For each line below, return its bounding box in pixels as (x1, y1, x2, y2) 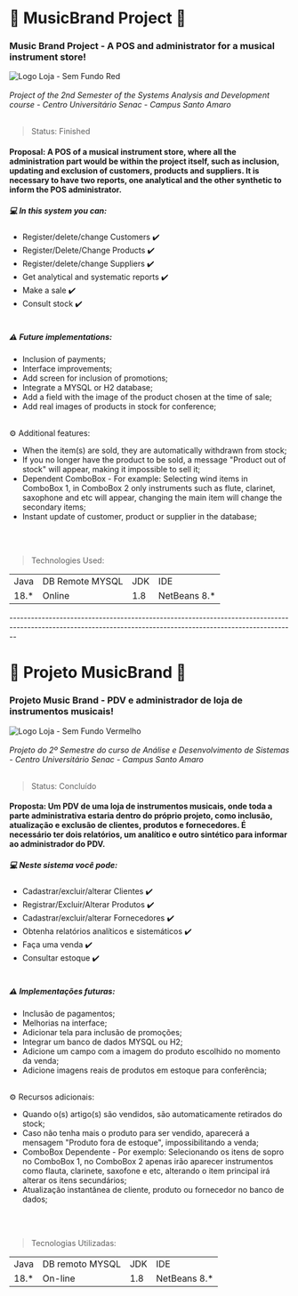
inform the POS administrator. (9, 184, 122, 195)
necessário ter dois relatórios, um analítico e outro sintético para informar (9, 829, 287, 840)
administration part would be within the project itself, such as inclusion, (9, 156, 280, 167)
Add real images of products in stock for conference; (21, 401, 217, 412)
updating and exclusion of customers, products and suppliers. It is (9, 165, 260, 176)
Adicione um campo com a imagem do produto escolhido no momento (21, 1046, 281, 1057)
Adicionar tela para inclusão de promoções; (21, 1027, 182, 1038)
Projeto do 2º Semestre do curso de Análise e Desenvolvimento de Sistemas (9, 745, 290, 755)
